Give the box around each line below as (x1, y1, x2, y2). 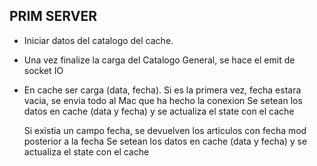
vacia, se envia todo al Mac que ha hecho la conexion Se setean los (23, 94, 303, 106)
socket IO (23, 64, 64, 76)
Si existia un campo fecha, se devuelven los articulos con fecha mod (23, 124, 307, 136)
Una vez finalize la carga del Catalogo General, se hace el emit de (23, 54, 296, 66)
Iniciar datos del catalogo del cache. (23, 34, 174, 46)
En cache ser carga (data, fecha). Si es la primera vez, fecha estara (23, 84, 302, 96)
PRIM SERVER (9, 8, 97, 25)
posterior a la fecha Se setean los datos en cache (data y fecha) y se (23, 135, 308, 147)
